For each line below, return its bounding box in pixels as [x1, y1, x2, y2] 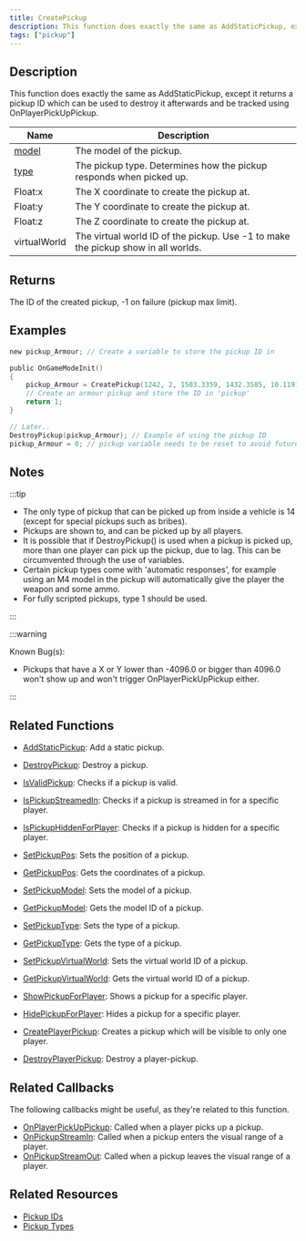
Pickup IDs [22, 1211, 64, 1222]
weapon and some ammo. [22, 584, 120, 595]
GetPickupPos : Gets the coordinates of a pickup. [22, 867, 206, 878]
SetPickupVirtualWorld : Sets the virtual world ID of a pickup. [22, 956, 249, 967]
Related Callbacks [9, 1080, 115, 1095]
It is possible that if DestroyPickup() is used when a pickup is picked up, [22, 535, 293, 547]
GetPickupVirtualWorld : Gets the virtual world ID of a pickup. [22, 973, 250, 984]
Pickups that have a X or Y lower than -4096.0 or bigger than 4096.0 [22, 664, 281, 675]
